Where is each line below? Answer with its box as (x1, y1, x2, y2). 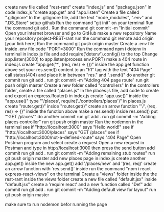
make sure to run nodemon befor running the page (5, 201, 107, 207)
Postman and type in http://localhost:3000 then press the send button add (5, 145, 155, 151)
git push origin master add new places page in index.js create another (5, 156, 146, 161)
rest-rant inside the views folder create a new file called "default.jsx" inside (5, 176, 157, 182)
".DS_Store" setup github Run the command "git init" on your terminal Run (5, 20, 154, 26)
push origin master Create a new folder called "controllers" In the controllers (5, 82, 159, 88)
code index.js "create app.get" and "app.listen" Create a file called (5, 9, 140, 15)
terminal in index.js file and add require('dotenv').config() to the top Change (5, 51, 158, 57)
